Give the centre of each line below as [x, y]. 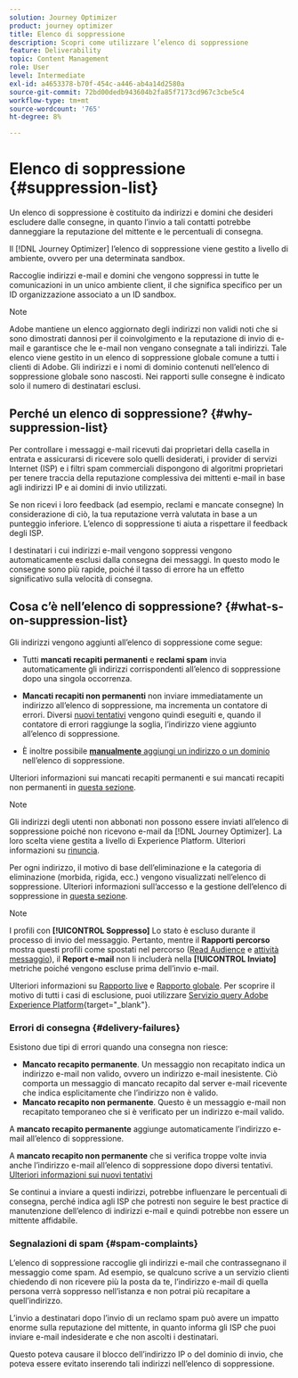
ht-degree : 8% [36, 117]
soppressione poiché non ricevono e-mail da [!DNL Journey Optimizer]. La [146, 831]
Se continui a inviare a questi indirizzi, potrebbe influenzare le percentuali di [148, 1192]
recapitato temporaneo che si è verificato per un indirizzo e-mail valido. [153, 1111]
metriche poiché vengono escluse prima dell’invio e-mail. [114, 968]
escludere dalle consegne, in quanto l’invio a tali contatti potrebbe [130, 222]
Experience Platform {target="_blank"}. [80, 1004]
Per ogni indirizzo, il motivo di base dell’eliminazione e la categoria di [135, 867]
